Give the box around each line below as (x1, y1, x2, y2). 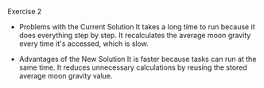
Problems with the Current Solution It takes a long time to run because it (18, 22, 255, 31)
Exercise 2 (7, 7, 42, 16)
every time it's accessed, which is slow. (18, 39, 149, 48)
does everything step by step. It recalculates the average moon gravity (18, 31, 251, 40)
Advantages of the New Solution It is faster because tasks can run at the (18, 55, 257, 63)
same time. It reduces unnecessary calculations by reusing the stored (18, 63, 247, 72)
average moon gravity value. (18, 71, 113, 80)
